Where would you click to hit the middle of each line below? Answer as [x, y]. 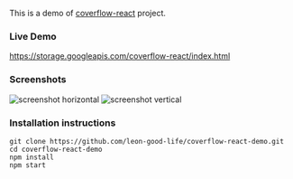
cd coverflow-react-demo [56, 149]
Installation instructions [63, 123]
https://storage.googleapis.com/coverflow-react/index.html [120, 56]
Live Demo [33, 36]
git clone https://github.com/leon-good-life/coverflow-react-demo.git [146, 141]
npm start [28, 165]
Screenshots [38, 80]
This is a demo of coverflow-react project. [88, 13]
